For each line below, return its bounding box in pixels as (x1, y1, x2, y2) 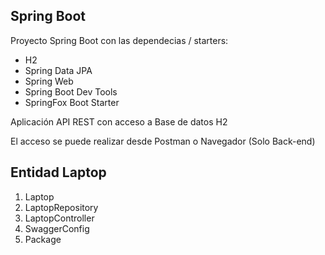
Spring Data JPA (24, 64, 93, 76)
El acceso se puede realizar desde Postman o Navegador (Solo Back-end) (10, 135, 316, 147)
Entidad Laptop (10, 164, 107, 181)
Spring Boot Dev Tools (24, 85, 118, 98)
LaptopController (24, 212, 95, 224)
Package (24, 233, 62, 245)
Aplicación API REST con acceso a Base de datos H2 (10, 115, 228, 128)
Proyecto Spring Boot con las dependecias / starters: (10, 34, 229, 46)
